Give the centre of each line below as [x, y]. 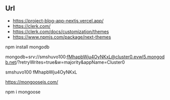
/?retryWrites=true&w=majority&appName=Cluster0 [70, 62]
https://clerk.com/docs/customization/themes [61, 31]
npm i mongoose [23, 92]
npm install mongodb [27, 47]
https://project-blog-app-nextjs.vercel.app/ [58, 20]
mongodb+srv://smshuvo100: [36, 57]
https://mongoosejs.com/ [32, 82]
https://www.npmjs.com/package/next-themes [62, 37]
